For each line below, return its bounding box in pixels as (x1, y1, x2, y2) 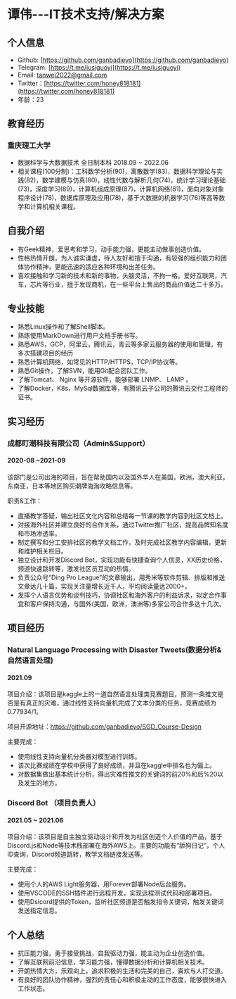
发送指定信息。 (17, 906, 61, 915)
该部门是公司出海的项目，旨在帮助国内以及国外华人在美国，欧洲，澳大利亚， (7, 472, 229, 481)
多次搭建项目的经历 (17, 349, 74, 358)
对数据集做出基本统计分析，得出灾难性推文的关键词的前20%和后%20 (17, 770, 218, 779)
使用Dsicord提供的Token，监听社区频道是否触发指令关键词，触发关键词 (17, 898, 224, 906)
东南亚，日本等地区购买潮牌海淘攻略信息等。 (7, 482, 137, 490)
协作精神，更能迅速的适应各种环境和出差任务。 (23, 262, 159, 271)
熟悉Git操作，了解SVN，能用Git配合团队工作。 (17, 367, 152, 375)
